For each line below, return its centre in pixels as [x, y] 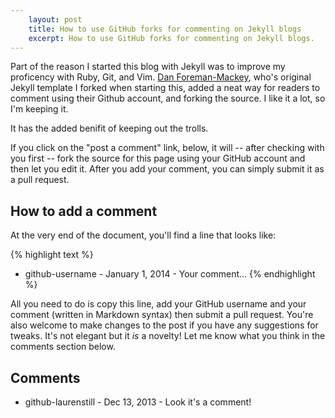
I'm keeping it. [39, 109]
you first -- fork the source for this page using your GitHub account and [158, 158]
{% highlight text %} [52, 255]
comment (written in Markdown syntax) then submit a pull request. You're [162, 315]
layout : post [55, 19]
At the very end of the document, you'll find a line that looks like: [143, 235]
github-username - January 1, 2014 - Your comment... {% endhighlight [170, 274]
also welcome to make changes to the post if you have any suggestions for [164, 325]
